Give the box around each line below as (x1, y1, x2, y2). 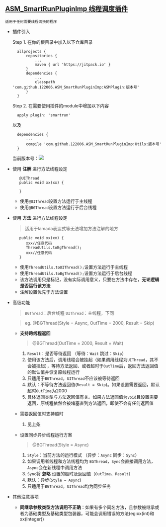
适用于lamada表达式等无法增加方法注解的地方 (24, 225, 118, 231)
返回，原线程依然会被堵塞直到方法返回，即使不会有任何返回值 (27, 400, 154, 406)
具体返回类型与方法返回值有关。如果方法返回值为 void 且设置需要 (27, 394, 159, 400)
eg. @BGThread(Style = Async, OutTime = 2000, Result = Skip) (24, 320, 155, 326)
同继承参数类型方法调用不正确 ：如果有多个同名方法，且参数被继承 (19, 504, 155, 510)
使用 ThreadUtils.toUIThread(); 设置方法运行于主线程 (19, 264, 128, 270)
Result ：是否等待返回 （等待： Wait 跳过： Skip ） (27, 350, 127, 356)
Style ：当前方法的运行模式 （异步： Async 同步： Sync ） (27, 452, 140, 458)
